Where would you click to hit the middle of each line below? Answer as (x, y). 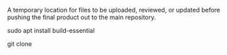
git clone (20, 44)
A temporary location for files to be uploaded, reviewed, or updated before (114, 10)
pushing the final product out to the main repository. (82, 17)
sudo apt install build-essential (51, 31)
